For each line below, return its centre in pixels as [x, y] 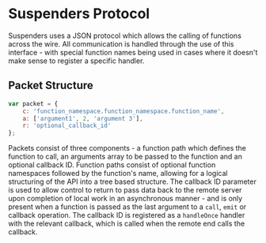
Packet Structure [51, 86]
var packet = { [33, 103]
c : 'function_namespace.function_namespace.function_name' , [123, 111]
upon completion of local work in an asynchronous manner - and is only [125, 199]
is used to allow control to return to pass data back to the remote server [125, 190]
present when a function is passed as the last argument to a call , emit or [127, 207]
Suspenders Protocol [79, 14]
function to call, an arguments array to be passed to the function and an [125, 157]
